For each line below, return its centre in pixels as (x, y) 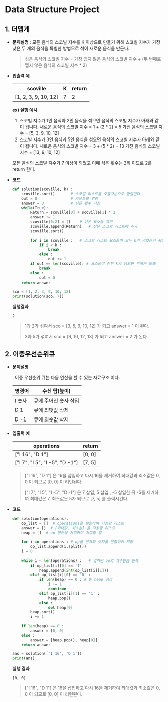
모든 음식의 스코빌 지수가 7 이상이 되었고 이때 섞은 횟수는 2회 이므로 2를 (82, 163)
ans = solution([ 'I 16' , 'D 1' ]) (47, 654)
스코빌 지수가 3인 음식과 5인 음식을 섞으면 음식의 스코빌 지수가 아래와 (87, 139)
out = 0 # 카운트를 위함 (60, 198)
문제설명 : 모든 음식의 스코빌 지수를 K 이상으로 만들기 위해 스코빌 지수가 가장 (86, 42)
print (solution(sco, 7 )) (38, 296)
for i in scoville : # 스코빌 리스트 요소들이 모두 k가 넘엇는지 (93, 240)
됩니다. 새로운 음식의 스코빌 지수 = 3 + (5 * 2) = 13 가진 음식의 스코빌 (93, 146)
